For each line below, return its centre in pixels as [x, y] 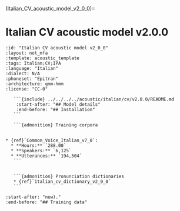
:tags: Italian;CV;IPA [33, 63]
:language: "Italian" [32, 68]
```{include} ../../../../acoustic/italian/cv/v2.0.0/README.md [94, 99]
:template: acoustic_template [43, 58]
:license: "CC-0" [27, 89]
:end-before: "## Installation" [56, 109]
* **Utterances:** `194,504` [46, 156]
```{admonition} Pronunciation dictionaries [69, 176]
